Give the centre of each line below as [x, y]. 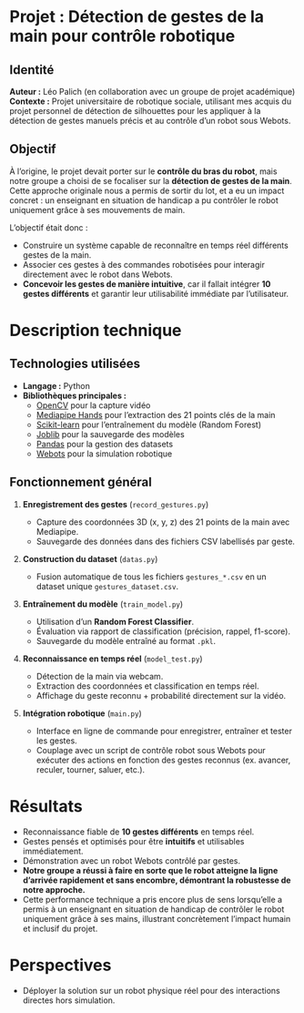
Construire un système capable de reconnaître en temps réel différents [155, 245]
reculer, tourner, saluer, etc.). [91, 769]
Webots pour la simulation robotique [104, 454]
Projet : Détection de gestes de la [137, 17]
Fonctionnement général [81, 482]
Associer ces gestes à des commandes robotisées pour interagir [144, 264]
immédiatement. [53, 851]
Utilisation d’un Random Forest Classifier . [115, 621]
